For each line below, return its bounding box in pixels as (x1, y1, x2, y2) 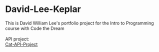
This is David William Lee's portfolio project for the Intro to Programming (5, 20, 154, 26)
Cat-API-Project (5, 41, 38, 47)
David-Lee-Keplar (5, 3, 81, 15)
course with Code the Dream (5, 25, 64, 31)
